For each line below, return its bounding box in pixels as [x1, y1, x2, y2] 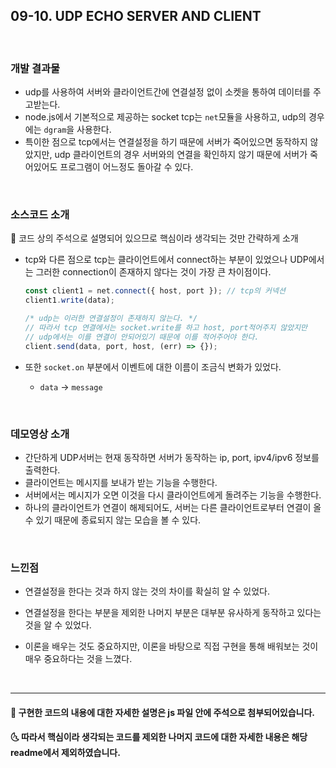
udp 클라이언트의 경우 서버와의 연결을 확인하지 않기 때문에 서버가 [54, 149, 308, 161]
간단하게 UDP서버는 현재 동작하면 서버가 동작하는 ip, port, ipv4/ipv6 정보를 [24, 451, 320, 463]
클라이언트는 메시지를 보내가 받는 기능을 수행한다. [24, 476, 218, 488]
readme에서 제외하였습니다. [10, 747, 121, 759]
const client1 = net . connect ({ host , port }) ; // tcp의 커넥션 [24, 286, 286, 296]
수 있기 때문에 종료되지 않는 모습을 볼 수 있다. [24, 514, 202, 526]
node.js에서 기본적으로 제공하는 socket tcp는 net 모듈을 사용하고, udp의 [24, 111, 307, 123]
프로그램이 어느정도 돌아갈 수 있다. [59, 161, 194, 173]
